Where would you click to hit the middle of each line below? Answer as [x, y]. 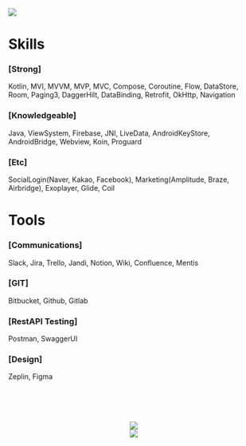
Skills [27, 44]
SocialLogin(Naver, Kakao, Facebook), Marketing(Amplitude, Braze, [119, 180]
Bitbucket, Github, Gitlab [48, 300]
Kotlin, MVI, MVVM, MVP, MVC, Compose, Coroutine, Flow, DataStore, [123, 86]
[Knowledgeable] [43, 116]
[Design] [25, 360]
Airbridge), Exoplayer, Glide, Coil [62, 188]
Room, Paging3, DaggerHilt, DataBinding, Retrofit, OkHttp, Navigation [122, 95]
